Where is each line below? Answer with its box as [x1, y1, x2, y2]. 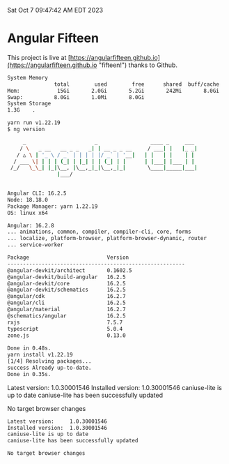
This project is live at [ [7, 53, 71, 61]
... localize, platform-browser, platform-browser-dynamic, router [7, 235, 207, 242]
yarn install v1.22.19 [7, 352, 73, 359]
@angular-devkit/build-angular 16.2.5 [7, 274, 127, 280]
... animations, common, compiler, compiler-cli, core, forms [7, 228, 191, 236]
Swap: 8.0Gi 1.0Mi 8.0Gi [7, 93, 145, 100]
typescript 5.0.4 [7, 325, 123, 332]
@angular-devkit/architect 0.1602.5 [7, 267, 132, 274]
